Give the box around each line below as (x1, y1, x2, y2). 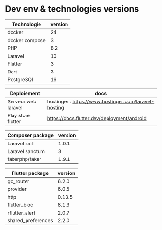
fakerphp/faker (7, 156, 41, 162)
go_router (7, 178, 30, 185)
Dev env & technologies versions (5, 3, 139, 14)
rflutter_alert (7, 209, 36, 216)
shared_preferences (7, 217, 53, 224)
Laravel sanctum (7, 148, 45, 155)
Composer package (7, 132, 54, 139)
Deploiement (10, 90, 40, 97)
